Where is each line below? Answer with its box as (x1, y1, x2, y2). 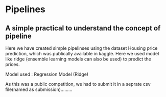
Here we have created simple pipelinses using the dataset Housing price (5, 45, 158, 51)
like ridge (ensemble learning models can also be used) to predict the (5, 56, 152, 62)
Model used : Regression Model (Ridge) (5, 71, 88, 77)
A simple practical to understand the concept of (5, 24, 161, 33)
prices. (5, 61, 20, 67)
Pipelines (5, 4, 46, 15)
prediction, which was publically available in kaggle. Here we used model (5, 51, 159, 56)
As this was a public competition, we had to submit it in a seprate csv (5, 81, 151, 87)
